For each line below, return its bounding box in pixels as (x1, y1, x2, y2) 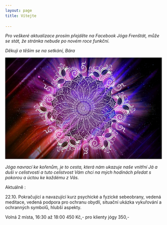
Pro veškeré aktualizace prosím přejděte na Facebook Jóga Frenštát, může (5, 33, 160, 39)
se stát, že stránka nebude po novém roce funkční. (5, 38, 110, 44)
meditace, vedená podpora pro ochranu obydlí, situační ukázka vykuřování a (5, 199, 162, 205)
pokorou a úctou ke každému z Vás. (5, 175, 79, 181)
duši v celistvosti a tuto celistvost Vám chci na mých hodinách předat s (5, 169, 152, 175)
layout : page (5, 8, 32, 13)
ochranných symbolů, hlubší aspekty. (5, 205, 82, 211)
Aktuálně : (5, 184, 26, 190)
